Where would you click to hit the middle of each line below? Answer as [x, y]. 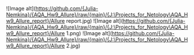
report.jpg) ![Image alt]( [95, 21]
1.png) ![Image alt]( [89, 33]
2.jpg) [73, 46]
